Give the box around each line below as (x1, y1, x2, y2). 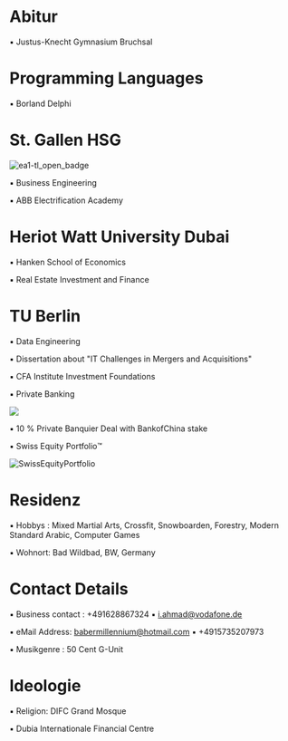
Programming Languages (9, 68, 204, 89)
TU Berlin (9, 305, 82, 326)
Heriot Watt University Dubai (9, 226, 230, 246)
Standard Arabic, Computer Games (9, 529, 140, 540)
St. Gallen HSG (9, 130, 122, 150)
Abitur (9, 6, 59, 27)
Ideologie (9, 675, 82, 696)
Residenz (9, 489, 82, 510)
